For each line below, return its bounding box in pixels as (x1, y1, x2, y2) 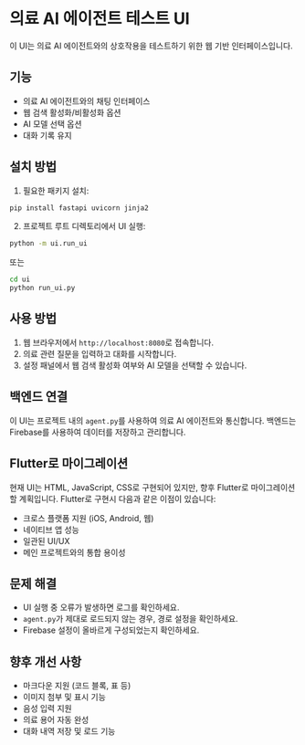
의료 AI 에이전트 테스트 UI (9, 8, 190, 29)
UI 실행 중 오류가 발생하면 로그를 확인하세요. (22, 602, 180, 613)
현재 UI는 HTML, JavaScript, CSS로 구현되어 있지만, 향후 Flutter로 (9, 481, 249, 493)
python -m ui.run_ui (9, 239, 89, 248)
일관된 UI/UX (22, 535, 70, 546)
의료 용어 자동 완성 (22, 714, 89, 726)
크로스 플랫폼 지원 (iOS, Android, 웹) (22, 512, 154, 523)
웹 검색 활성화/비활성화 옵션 (22, 107, 121, 118)
